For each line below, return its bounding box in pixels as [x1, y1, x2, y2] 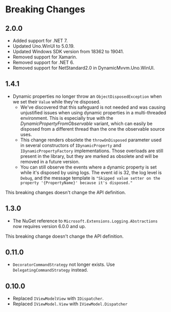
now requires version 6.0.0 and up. [12, 223, 86, 229]
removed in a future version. [20, 158, 80, 164]
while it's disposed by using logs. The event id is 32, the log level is [20, 169, 162, 175]
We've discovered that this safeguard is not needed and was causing [20, 104, 166, 110]
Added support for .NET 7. [12, 37, 68, 44]
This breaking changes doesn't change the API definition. [5, 189, 126, 195]
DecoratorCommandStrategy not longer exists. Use [12, 261, 115, 267]
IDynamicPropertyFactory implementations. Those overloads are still [20, 148, 163, 154]
